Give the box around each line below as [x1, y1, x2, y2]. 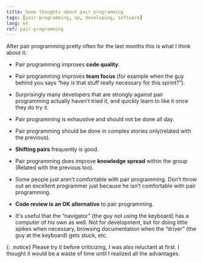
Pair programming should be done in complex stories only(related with [15, 127, 191, 135]
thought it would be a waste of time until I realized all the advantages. [6, 250, 181, 258]
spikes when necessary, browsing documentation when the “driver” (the [15, 225, 196, 233]
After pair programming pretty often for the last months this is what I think [6, 43, 191, 50]
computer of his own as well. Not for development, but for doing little [15, 219, 188, 226]
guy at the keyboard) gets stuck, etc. [15, 232, 108, 239]
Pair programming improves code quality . [15, 61, 120, 68]
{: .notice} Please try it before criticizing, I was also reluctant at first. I [6, 244, 179, 251]
